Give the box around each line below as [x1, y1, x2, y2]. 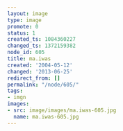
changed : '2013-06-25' [7, 68, 73, 75]
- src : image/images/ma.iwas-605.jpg [7, 107, 117, 114]
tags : [7, 87, 23, 94]
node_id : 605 [7, 49, 45, 56]
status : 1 [7, 29, 36, 37]
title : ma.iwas [7, 55, 51, 62]
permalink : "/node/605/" [7, 81, 79, 88]
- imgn [7, 94, 26, 101]
